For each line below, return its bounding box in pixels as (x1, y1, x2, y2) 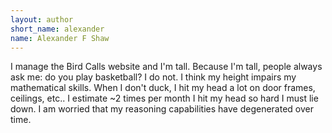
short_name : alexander (10, 24, 105, 34)
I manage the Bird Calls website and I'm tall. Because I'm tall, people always (10, 61, 323, 73)
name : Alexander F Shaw (10, 33, 110, 43)
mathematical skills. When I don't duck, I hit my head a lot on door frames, (10, 82, 316, 94)
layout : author (10, 14, 74, 25)
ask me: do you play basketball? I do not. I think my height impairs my (10, 71, 297, 83)
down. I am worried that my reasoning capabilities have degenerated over (10, 103, 314, 115)
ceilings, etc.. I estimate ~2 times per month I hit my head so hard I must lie (10, 92, 319, 105)
